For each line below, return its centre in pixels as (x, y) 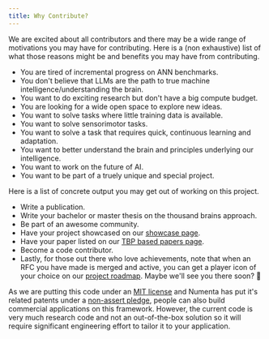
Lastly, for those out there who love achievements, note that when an (135, 258)
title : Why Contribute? (49, 16)
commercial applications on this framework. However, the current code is (131, 308)
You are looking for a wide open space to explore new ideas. (121, 106)
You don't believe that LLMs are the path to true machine (115, 80)
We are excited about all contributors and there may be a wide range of (127, 39)
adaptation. (39, 141)
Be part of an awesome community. (79, 224)
